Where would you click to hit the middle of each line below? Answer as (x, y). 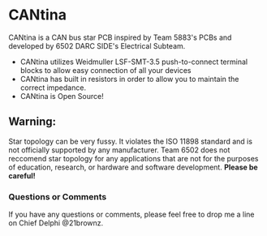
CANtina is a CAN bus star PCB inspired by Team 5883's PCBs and (120, 37)
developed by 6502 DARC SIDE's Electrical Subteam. (97, 45)
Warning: (32, 122)
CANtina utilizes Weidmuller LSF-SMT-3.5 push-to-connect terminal (134, 62)
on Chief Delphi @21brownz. (56, 223)
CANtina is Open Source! (62, 96)
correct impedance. (53, 88)
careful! (22, 175)
